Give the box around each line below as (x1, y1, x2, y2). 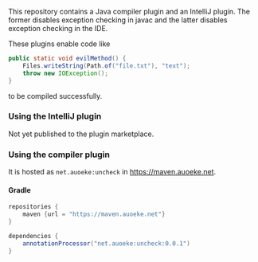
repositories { (8, 203, 59, 211)
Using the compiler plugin (8, 149, 110, 160)
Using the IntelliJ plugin (8, 111, 102, 122)
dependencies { (8, 232, 59, 240)
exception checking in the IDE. (8, 24, 108, 33)
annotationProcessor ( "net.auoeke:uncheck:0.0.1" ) (22, 239, 191, 248)
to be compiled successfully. (8, 91, 103, 100)
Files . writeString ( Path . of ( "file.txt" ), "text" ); (22, 61, 191, 70)
